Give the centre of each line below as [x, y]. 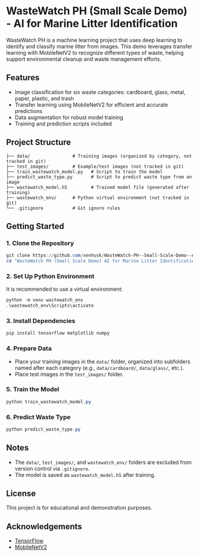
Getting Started [35, 226]
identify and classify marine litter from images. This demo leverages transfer [99, 46]
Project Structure [38, 142]
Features [23, 78]
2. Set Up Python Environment [50, 276]
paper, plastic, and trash [44, 98]
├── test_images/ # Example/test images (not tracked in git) [95, 167]
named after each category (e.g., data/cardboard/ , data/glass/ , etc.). [99, 367]
